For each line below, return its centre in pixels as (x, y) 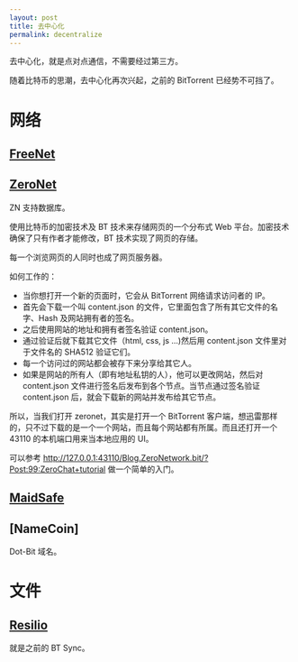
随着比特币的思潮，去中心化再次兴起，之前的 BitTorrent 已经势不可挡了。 (144, 80)
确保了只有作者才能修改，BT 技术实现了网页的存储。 (106, 238)
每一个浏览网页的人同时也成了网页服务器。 (88, 257)
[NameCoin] (44, 529)
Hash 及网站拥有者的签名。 (89, 317)
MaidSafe (37, 498)
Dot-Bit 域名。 (36, 551)
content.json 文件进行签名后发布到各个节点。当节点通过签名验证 (141, 385)
